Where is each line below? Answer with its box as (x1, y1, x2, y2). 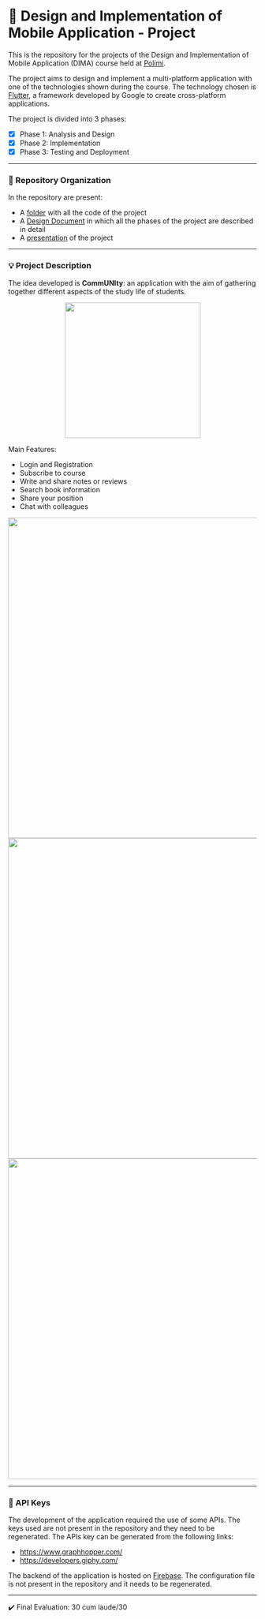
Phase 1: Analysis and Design (19, 129, 115, 139)
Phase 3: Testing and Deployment (19, 148, 130, 157)
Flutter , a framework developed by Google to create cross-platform (8, 90, 226, 99)
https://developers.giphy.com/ (19, 1556, 118, 1565)
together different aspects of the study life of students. (8, 286, 187, 296)
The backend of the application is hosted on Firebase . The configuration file (8, 1571, 255, 1580)
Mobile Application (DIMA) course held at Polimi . (8, 58, 166, 68)
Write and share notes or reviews (19, 477, 128, 486)
